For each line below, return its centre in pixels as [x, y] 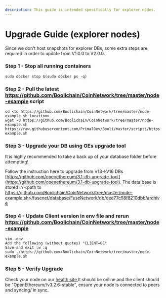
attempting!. [17, 162]
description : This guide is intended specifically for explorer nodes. [80, 10]
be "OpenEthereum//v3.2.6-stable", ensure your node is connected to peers [83, 285]
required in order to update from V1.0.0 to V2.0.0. [55, 53]
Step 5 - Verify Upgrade [34, 269]
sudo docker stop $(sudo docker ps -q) [46, 76]
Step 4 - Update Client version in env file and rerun [67, 216]
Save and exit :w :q [26, 247]
